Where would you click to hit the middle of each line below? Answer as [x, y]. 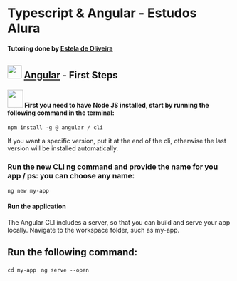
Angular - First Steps [71, 75]
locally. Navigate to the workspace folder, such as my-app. [94, 230]
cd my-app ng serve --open [48, 270]
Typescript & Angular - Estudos [102, 13]
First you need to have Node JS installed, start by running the [117, 105]
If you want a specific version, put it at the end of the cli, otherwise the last [117, 141]
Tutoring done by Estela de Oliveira [60, 48]
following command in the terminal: [61, 113]
